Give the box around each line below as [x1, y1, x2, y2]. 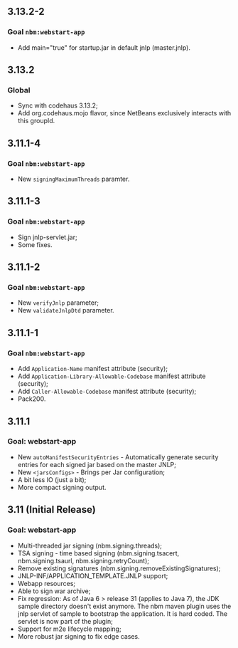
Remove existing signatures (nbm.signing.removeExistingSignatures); [17, 564, 221, 573]
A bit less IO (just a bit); [17, 475, 87, 484]
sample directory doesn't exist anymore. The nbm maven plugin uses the [17, 602, 232, 610]
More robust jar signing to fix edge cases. [17, 632, 140, 640]
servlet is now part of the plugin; [17, 617, 114, 625]
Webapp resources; [17, 579, 76, 587]
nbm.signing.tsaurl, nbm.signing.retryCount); [17, 556, 149, 565]
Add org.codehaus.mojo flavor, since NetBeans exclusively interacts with [17, 109, 232, 117]
